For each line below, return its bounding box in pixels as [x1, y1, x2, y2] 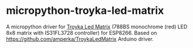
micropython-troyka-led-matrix [6, 4, 164, 17]
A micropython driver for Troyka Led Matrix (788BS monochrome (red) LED [6, 23, 188, 30]
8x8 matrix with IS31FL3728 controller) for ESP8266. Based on [6, 29, 157, 36]
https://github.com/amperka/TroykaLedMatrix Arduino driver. [6, 35, 154, 42]
